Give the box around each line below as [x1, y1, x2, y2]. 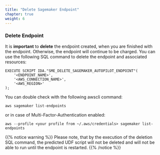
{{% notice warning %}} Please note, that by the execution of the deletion [5, 134, 153, 140]
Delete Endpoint [5, 32, 44, 39]
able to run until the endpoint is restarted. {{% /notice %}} [5, 144, 121, 150]
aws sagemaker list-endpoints [5, 103, 67, 108]
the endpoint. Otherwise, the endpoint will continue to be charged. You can [5, 48, 156, 54]
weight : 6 [5, 16, 25, 21]
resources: [5, 59, 27, 65]
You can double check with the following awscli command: [5, 94, 123, 100]
